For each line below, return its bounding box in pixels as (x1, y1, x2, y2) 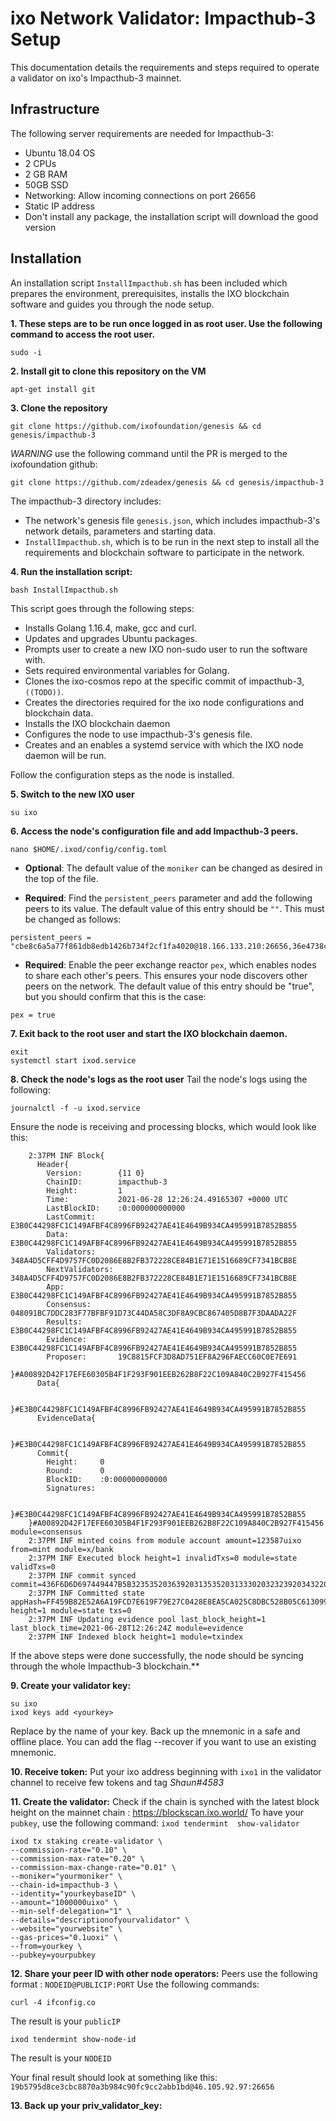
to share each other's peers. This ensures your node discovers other (24, 969, 308, 981)
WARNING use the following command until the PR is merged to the (10, 447, 288, 459)
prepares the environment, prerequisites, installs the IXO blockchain (10, 287, 290, 299)
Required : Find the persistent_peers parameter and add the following (24, 892, 313, 904)
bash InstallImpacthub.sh (10, 585, 118, 595)
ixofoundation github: (10, 458, 98, 470)
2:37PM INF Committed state (28, 1588, 145, 1598)
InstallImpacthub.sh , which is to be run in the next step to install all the (24, 535, 320, 547)
